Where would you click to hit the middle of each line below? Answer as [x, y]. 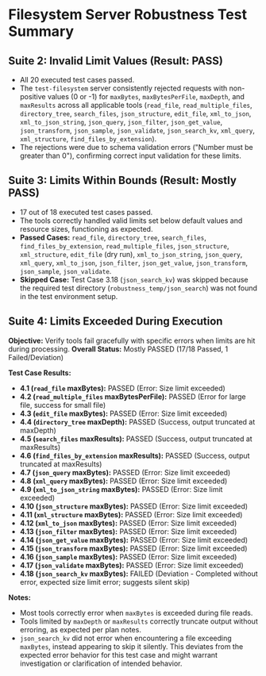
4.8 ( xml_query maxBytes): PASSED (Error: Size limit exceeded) [123, 481]
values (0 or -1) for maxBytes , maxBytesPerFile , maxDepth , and [146, 96]
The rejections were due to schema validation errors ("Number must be [137, 147]
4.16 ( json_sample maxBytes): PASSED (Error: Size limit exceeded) [128, 556]
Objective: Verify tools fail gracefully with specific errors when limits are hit [132, 340]
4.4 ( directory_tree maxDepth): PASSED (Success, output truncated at [137, 421]
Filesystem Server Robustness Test [128, 15]
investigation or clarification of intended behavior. [101, 663]
